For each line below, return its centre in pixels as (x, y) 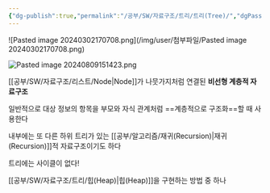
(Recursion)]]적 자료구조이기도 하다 (65, 145)
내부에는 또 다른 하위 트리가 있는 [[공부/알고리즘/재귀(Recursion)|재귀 (118, 136)
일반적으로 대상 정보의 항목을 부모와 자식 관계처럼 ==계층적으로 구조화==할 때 (131, 108)
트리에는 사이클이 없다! (44, 163)
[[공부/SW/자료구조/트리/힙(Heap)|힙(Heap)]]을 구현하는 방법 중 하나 (118, 180)
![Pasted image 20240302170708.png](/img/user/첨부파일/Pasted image (128, 40)
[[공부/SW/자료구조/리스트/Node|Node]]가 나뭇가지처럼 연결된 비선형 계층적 (129, 81)
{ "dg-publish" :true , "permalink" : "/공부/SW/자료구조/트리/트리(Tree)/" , (123, 16)
